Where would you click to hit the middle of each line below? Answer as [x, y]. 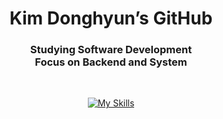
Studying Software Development [111, 50]
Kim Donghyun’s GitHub [111, 18]
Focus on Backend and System [111, 62]
